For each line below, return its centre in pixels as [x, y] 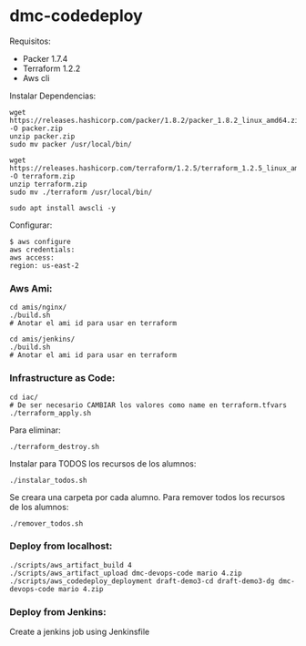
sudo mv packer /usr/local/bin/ [71, 144]
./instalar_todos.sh [49, 480]
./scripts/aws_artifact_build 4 [71, 565]
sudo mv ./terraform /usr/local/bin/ [81, 192]
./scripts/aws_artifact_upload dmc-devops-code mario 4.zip [126, 573]
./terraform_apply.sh [51, 413]
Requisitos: [31, 41]
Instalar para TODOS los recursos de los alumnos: [103, 463]
